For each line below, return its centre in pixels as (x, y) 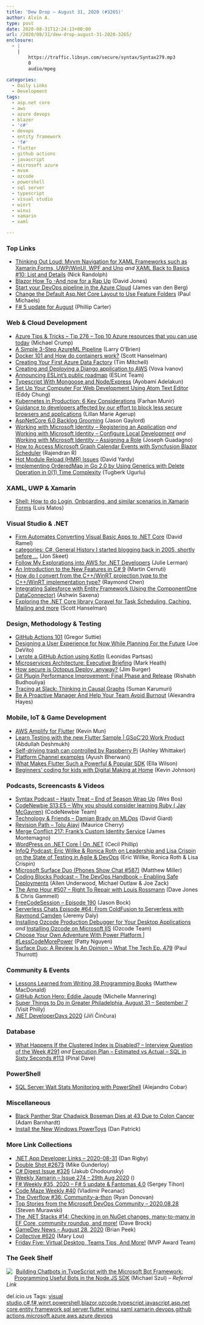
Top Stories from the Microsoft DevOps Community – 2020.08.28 (97, 1203)
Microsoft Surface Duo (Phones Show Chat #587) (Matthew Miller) (99, 870)
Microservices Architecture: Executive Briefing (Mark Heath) (91, 663)
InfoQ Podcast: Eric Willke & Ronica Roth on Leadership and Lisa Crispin (105, 851)
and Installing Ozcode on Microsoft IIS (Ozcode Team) (83, 929)
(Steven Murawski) (39, 1210)
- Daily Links (30, 86)
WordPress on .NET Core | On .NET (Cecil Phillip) (77, 845)
